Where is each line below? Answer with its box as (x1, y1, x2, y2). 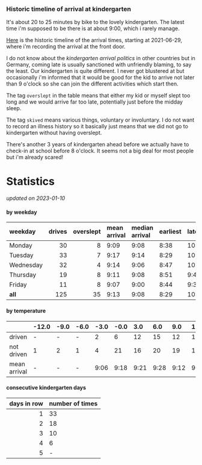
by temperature (6, 307, 46, 314)
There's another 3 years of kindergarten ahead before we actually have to (6, 141, 189, 148)
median (131, 223, 154, 232)
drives (48, 228, 67, 236)
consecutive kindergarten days (6, 384, 86, 392)
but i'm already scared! (6, 154, 64, 161)
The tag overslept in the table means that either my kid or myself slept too (6, 92, 191, 99)
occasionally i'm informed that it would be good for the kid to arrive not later (6, 74, 195, 81)
